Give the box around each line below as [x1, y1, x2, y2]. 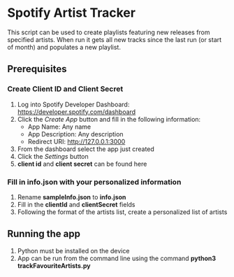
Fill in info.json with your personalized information [7, 177, 182, 187]
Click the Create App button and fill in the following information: [17, 115, 201, 123]
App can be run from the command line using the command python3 [17, 254, 217, 262]
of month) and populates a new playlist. [7, 43, 121, 51]
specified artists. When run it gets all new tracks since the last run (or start [7, 35, 222, 43]
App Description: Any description [27, 129, 124, 138]
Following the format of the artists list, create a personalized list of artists [17, 208, 228, 216]
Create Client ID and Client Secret [7, 84, 124, 94]
